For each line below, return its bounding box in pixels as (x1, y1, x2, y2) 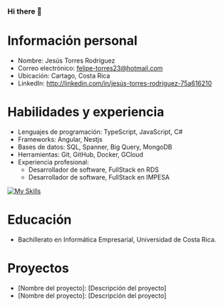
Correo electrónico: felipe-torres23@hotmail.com (17, 63, 163, 72)
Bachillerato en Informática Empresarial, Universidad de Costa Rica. (17, 235, 217, 244)
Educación (7, 212, 72, 227)
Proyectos (7, 260, 69, 276)
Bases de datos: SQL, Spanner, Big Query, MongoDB (17, 142, 172, 151)
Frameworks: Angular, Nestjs (17, 135, 103, 143)
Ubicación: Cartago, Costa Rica (17, 71, 110, 80)
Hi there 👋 (7, 6, 43, 16)
